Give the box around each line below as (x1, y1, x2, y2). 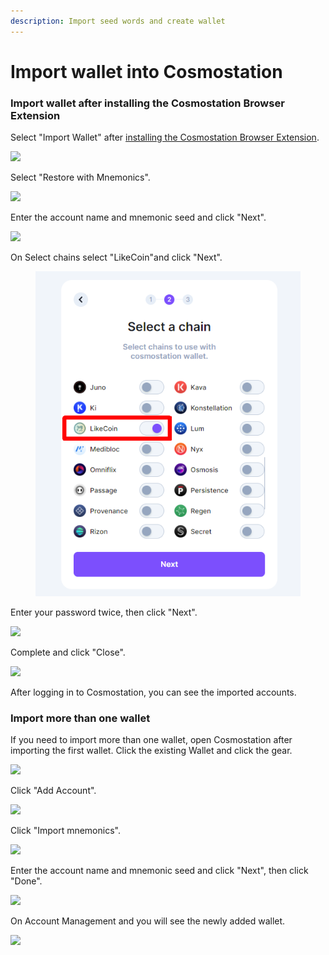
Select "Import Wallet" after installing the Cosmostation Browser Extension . (10, 131, 320, 144)
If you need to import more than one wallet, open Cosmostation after (10, 733, 293, 745)
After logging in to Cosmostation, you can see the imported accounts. (10, 686, 297, 698)
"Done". (10, 875, 43, 887)
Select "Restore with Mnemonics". (10, 171, 151, 184)
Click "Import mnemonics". (10, 824, 121, 836)
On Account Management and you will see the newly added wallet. (10, 915, 286, 927)
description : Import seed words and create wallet (10, 16, 226, 26)
